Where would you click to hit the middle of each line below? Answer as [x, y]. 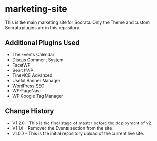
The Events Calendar [33, 54]
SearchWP [23, 70]
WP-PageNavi [26, 90]
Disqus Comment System [38, 60]
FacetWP [21, 65]
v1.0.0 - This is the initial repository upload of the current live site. [78, 133]
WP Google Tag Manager [37, 96]
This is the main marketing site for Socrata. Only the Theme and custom [78, 22]
